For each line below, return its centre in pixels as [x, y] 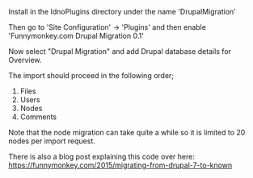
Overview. [25, 60]
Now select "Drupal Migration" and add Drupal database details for [120, 51]
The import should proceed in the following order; [91, 75]
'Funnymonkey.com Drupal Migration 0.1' [76, 36]
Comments [38, 117]
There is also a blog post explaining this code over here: [102, 157]
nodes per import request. [52, 141]
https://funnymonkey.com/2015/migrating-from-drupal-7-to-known [120, 165]
